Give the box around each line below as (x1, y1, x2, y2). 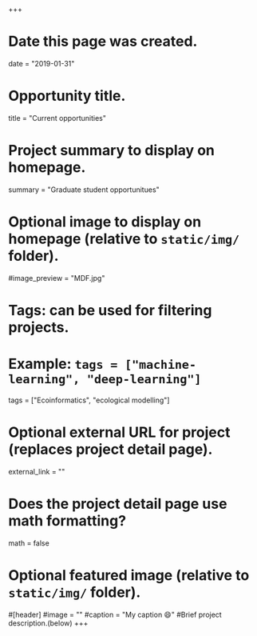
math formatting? (8, 512, 126, 530)
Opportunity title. (8, 87, 126, 105)
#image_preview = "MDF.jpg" (8, 273, 105, 282)
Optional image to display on (8, 213, 202, 230)
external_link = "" (8, 466, 65, 476)
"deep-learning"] (86, 372, 202, 387)
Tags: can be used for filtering (8, 301, 212, 319)
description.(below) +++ (8, 618, 89, 628)
